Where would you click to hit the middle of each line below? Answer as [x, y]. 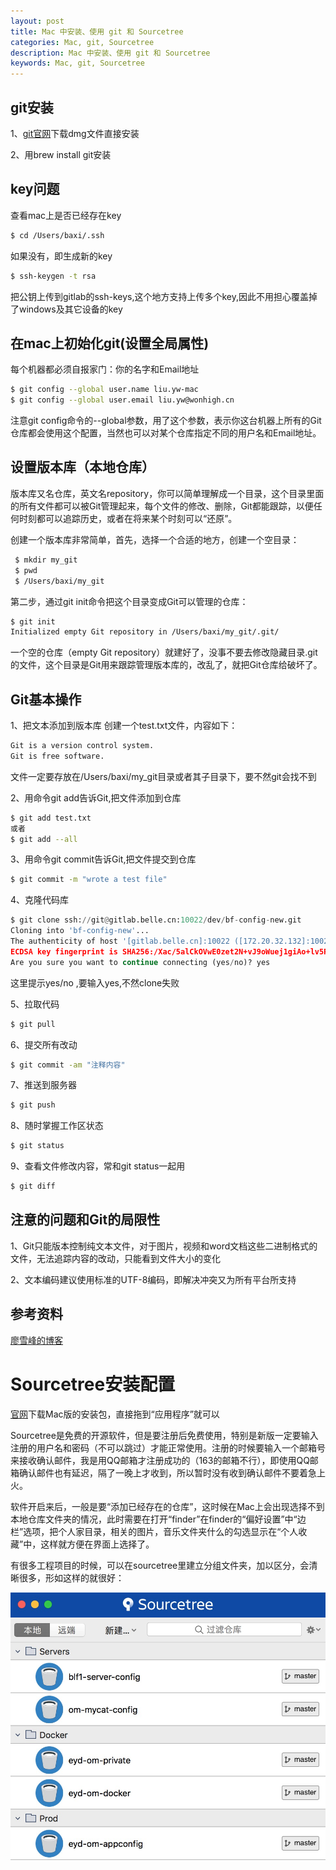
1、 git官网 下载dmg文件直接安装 [75, 133]
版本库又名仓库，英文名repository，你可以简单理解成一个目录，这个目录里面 [167, 493]
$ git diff [33, 1186]
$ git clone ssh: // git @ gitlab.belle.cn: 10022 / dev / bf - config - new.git [156, 920]
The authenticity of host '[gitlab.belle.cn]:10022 [120, 941]
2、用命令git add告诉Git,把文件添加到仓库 [96, 797]
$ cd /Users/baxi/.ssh [57, 235]
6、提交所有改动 [44, 1044]
